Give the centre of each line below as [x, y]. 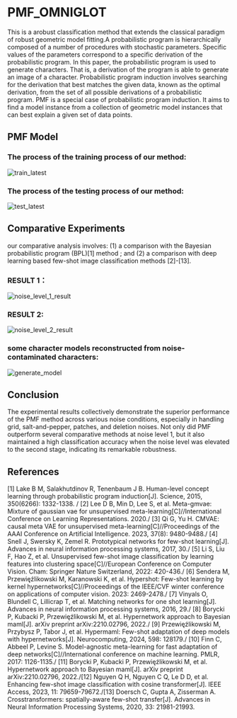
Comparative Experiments [66, 228]
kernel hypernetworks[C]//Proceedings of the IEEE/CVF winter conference [116, 587]
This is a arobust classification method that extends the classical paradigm [116, 32]
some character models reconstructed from [84, 348]
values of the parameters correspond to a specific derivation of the [105, 55]
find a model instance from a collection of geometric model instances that [115, 107]
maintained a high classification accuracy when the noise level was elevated [118, 442]
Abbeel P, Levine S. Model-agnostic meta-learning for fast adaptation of [112, 647]
